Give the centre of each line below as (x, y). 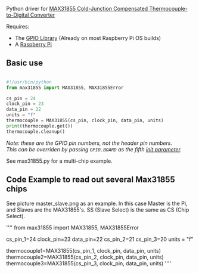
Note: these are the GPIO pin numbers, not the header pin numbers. (89, 143)
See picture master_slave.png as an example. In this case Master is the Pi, (97, 203)
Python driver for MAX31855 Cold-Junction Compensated (77, 9)
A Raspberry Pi (33, 44)
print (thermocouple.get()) (40, 126)
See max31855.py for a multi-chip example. (60, 161)
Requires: (18, 27)
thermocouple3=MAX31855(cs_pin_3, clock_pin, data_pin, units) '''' (89, 263)
